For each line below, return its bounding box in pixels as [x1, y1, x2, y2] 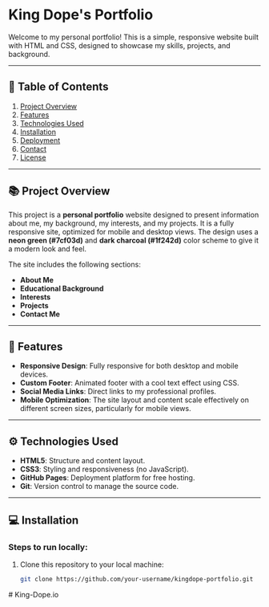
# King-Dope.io [8, 589, 59, 599]
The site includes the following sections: [8, 259, 142, 269]
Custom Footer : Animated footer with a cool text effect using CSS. [19, 378, 239, 388]
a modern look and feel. [8, 243, 86, 254]
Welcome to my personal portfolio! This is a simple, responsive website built [8, 32, 259, 42]
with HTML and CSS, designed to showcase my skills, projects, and [8, 40, 231, 50]
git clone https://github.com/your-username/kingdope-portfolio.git [19, 575, 254, 583]
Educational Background [19, 283, 104, 293]
